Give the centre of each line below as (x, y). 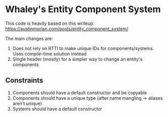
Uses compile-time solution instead (50, 54)
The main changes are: (29, 38)
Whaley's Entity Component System (83, 9)
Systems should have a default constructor (57, 109)
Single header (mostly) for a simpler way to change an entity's (77, 59)
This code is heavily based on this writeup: (50, 23)
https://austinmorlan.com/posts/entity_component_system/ (67, 28)
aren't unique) (27, 103)
